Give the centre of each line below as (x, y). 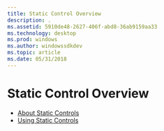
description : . (29, 20)
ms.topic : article (34, 53)
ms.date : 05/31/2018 (37, 59)
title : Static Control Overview (54, 14)
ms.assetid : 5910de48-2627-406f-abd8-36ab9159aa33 (82, 26)
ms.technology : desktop (42, 33)
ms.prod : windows (32, 40)
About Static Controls (48, 113)
